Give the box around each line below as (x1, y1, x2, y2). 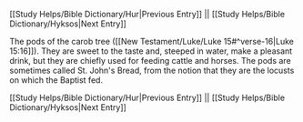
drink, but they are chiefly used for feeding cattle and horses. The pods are (9, 56, 291, 66)
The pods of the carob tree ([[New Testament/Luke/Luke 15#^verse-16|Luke (9, 36, 294, 46)
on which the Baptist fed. (9, 75, 103, 86)
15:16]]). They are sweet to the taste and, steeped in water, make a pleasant (9, 46, 293, 56)
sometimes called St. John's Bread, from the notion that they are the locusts (9, 65, 295, 76)
